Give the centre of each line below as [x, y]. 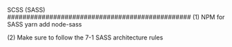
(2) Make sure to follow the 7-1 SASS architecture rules [85, 37]
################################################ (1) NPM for [116, 17]
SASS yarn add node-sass [45, 24]
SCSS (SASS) [26, 10]
